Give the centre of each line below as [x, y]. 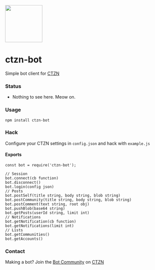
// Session [16, 174]
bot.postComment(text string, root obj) [48, 204]
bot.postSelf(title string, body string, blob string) [63, 196]
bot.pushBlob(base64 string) [35, 209]
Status [13, 86]
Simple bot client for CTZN [32, 73]
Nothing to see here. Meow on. [44, 97]
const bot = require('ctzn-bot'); [41, 165]
